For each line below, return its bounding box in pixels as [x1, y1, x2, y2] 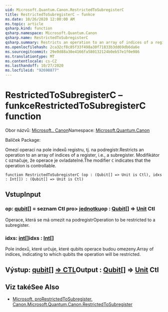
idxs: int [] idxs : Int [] [5, 234, 54, 241]
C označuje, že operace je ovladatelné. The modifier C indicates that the [5, 157, 151, 163]
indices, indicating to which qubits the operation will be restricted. [5, 251, 141, 257]
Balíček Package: [5, 137, 41, 143]
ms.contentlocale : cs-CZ [5, 59, 57, 64]
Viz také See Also [5, 282, 59, 291]
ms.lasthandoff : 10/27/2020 [5, 63, 64, 68]
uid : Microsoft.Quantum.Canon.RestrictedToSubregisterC [5, 7, 124, 13]
